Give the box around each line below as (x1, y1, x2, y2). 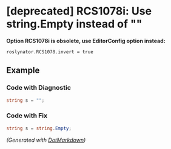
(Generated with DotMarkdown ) (6, 136, 86, 144)
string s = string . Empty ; (6, 125, 72, 131)
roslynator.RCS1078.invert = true (6, 48, 94, 55)
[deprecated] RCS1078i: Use (6, 4, 152, 18)
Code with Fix (6, 111, 48, 120)
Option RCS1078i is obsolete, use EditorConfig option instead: (6, 37, 166, 44)
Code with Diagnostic (6, 84, 72, 92)
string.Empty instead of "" (6, 17, 142, 31)
